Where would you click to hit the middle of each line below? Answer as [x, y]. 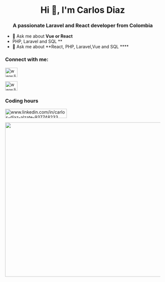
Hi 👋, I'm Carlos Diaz [83, 10]
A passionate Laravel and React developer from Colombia [83, 26]
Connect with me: [27, 60]
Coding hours [22, 101]
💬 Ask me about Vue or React [42, 36]
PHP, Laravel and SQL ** [37, 41]
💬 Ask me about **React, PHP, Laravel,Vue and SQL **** [70, 47]
